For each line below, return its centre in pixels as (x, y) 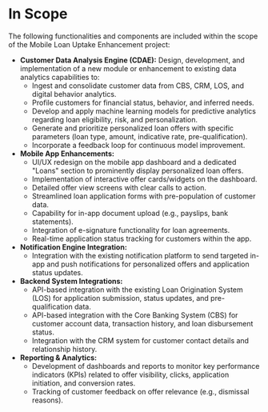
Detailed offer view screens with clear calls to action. (119, 187)
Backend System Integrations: (71, 281)
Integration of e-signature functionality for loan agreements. (131, 230)
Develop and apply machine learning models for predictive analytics (144, 111)
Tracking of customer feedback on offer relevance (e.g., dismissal (140, 391)
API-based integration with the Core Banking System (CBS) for (135, 315)
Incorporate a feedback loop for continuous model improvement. (138, 145)
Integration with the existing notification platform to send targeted (140, 255)
